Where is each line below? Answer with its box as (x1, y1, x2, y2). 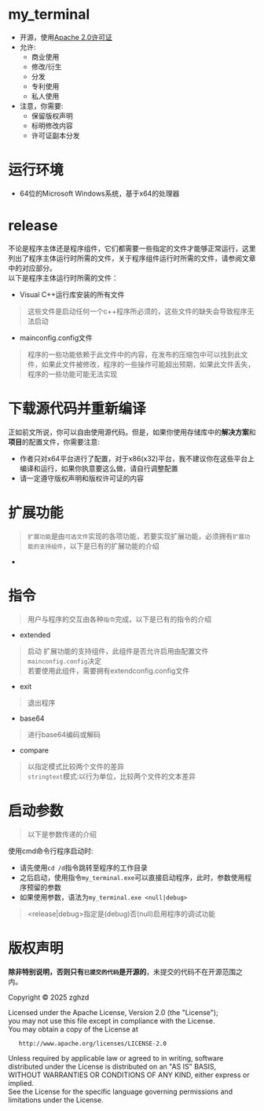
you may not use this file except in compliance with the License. (8, 1016, 215, 1025)
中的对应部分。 (8, 263, 57, 273)
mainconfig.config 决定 (27, 656, 102, 665)
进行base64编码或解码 (27, 729, 101, 739)
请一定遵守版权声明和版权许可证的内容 (19, 473, 144, 482)
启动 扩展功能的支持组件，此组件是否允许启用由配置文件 (27, 646, 209, 655)
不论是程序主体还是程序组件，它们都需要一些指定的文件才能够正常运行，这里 (8, 244, 256, 253)
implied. (8, 1078, 34, 1087)
